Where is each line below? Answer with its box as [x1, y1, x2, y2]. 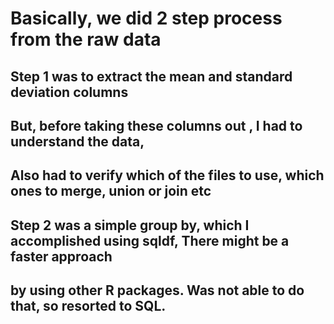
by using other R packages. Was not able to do [10, 282, 305, 299]
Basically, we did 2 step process [10, 7, 283, 30]
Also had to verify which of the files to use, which [10, 167, 325, 184]
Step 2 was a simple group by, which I [10, 217, 250, 234]
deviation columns [10, 83, 129, 101]
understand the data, [10, 133, 145, 150]
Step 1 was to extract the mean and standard [10, 68, 293, 85]
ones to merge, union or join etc [10, 183, 212, 200]
